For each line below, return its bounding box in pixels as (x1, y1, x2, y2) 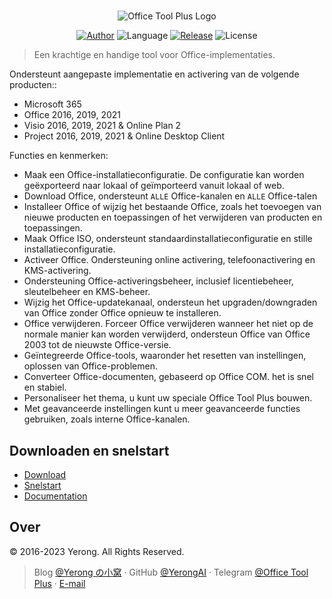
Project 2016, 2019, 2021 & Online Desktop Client (23, 130, 226, 142)
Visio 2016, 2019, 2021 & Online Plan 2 (23, 120, 182, 132)
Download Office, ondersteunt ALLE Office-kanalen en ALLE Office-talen (23, 190, 318, 202)
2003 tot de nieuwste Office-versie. (23, 339, 172, 351)
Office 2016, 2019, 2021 (23, 109, 122, 121)
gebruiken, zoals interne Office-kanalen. (23, 413, 191, 425)
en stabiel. (23, 381, 67, 394)
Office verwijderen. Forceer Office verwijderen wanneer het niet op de (23, 318, 314, 330)
